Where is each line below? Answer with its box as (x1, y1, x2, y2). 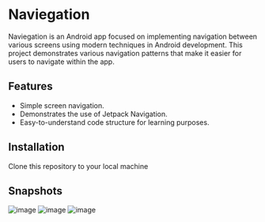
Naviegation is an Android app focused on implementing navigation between (8, 32, 258, 41)
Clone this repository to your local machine (8, 161, 149, 171)
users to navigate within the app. (8, 57, 115, 66)
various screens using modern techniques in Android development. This (8, 40, 243, 49)
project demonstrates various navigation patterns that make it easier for (8, 48, 242, 58)
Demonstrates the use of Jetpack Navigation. (19, 109, 168, 119)
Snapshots (8, 184, 63, 198)
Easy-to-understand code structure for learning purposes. (19, 117, 210, 127)
